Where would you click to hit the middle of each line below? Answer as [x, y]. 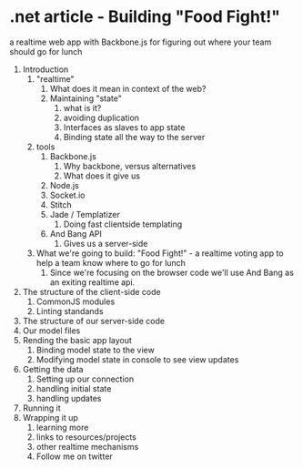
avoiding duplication [101, 117]
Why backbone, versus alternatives [130, 166]
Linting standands [70, 311]
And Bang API [76, 233]
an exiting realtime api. [92, 282]
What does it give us [102, 176]
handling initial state [74, 388]
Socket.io [67, 195]
